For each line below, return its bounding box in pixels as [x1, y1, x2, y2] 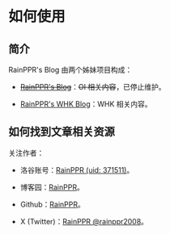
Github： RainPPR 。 [19, 199, 85, 209]
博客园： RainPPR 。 [19, 182, 85, 192]
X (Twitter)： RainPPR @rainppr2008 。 [19, 216, 148, 226]
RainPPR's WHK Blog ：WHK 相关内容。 [19, 99, 152, 109]
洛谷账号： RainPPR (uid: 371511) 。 [19, 165, 134, 174]
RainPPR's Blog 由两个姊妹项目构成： [8, 65, 133, 74]
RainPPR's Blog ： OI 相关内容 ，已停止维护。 [19, 82, 166, 91]
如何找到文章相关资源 [8, 125, 115, 139]
